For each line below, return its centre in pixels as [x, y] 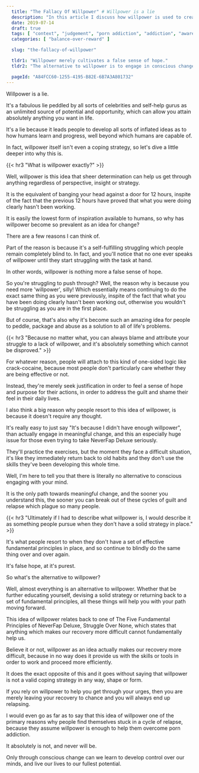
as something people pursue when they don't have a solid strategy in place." [99, 524]
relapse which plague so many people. [53, 506]
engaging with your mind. [37, 482]
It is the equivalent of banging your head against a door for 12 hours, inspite [99, 194]
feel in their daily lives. [33, 398]
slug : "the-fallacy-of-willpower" [54, 50]
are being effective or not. [38, 374]
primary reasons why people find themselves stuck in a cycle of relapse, [94, 721]
